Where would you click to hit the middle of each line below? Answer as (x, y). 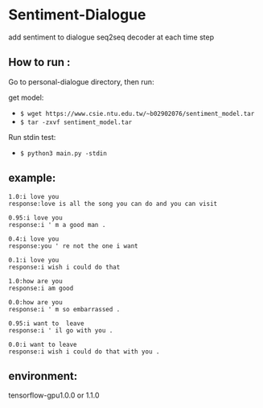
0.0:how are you (35, 302)
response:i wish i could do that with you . (84, 352)
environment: (43, 376)
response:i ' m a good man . (57, 225)
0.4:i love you (34, 239)
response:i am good (41, 288)
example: (32, 178)
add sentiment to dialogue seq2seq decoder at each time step (111, 37)
